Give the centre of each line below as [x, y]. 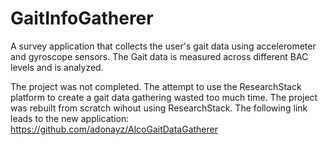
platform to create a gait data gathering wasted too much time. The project [164, 97]
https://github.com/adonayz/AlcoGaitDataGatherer [114, 129]
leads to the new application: [70, 118]
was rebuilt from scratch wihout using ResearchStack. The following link [159, 108]
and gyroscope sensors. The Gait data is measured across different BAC [159, 56]
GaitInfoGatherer [82, 18]
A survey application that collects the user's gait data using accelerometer [163, 46]
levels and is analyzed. [57, 67]
